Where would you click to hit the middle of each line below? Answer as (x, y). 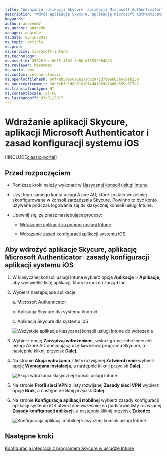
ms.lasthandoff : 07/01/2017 (34, 98)
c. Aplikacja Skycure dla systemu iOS (50, 321)
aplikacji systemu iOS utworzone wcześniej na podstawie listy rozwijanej (87, 405)
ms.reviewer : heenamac (29, 65)
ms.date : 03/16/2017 (27, 38)
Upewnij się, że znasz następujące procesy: (57, 215)
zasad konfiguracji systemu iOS (72, 144)
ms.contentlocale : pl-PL (31, 93)
